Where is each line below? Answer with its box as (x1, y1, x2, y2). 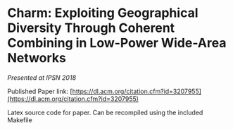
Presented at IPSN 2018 (7, 73, 76, 82)
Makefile (7, 115, 33, 124)
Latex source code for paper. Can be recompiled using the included (7, 108, 203, 117)
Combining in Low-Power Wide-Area (7, 35, 227, 51)
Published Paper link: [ (7, 87, 73, 95)
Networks (7, 50, 67, 66)
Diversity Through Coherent (7, 20, 175, 36)
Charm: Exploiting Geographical (7, 5, 199, 21)
